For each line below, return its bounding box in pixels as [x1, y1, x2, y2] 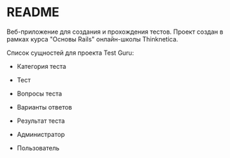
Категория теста [16, 62, 67, 70]
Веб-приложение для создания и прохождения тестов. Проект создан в [6, 27, 224, 36]
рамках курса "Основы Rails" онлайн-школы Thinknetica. [6, 34, 179, 43]
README [6, 4, 60, 20]
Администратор [16, 130, 65, 138]
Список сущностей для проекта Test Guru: [6, 48, 134, 57]
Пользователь [16, 143, 60, 152]
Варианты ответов [16, 103, 72, 111]
